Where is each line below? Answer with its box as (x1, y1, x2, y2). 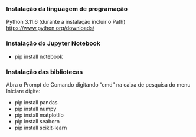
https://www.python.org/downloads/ (6, 24, 95, 31)
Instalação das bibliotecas (6, 68, 83, 76)
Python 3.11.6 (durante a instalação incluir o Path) (6, 18, 126, 26)
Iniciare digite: (6, 87, 41, 94)
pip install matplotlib (14, 111, 64, 119)
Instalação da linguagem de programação (6, 5, 128, 13)
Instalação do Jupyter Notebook (6, 39, 100, 47)
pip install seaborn (14, 117, 60, 125)
